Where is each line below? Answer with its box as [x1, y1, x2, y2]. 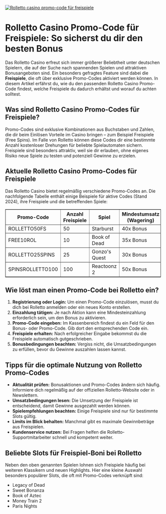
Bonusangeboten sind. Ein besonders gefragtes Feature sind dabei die [5, 70, 149, 76]
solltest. [5, 91, 21, 97]
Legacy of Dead [12, 482, 45, 488]
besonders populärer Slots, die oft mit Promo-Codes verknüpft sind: [5, 472, 144, 478]
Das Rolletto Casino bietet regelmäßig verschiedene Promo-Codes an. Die [5, 188, 156, 194]
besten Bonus [5, 43, 63, 55]
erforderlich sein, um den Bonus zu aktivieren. [12, 315, 107, 321]
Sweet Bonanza [12, 487, 44, 493]
